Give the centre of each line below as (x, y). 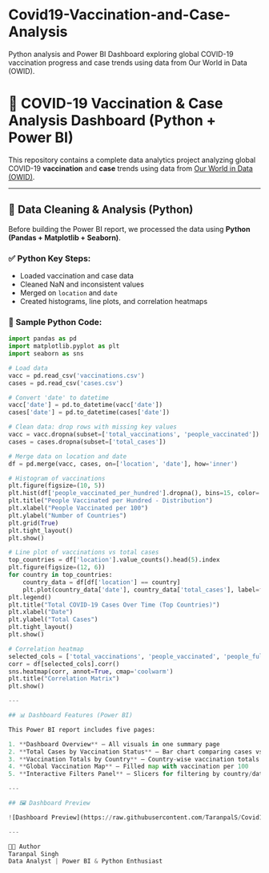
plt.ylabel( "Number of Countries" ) (68, 515)
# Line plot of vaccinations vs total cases (84, 552)
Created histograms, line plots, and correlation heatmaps (114, 301)
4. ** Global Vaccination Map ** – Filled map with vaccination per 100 (128, 767)
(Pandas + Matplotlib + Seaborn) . (65, 238)
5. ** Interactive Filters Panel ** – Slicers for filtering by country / (130, 774)
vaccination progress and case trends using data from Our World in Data (128, 63)
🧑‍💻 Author (25, 847)
